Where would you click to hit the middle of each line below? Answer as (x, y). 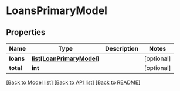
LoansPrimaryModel (57, 11)
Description (122, 49)
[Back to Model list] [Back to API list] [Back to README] (73, 82)
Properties (26, 32)
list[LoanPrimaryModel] (65, 58)
